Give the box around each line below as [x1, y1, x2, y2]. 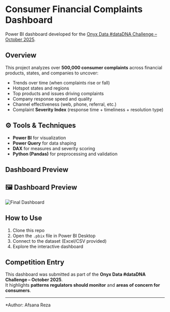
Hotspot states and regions [12, 85, 69, 91]
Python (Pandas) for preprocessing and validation [12, 151, 118, 157]
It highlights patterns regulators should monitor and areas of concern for [5, 282, 160, 288]
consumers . [5, 287, 31, 294]
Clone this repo [12, 227, 45, 233]
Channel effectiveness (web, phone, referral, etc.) [12, 101, 117, 107]
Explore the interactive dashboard [12, 243, 83, 249]
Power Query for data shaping [12, 140, 77, 146]
